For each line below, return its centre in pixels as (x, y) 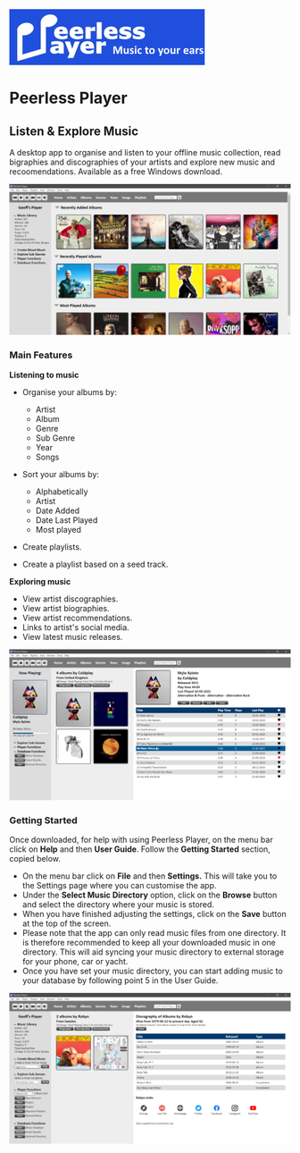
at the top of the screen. (67, 923)
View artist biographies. (66, 608)
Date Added (58, 510)
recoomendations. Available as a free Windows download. (116, 172)
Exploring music (40, 581)
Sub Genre (55, 438)
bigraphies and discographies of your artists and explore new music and (142, 162)
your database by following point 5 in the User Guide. (120, 980)
